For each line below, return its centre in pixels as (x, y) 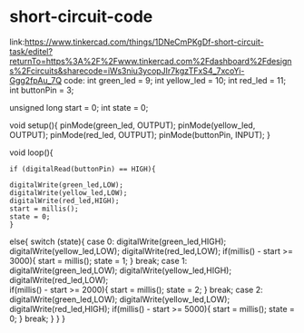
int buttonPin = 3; (42, 90)
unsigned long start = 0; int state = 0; (79, 107)
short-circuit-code (81, 17)
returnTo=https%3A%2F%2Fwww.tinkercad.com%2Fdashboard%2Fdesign (151, 61)
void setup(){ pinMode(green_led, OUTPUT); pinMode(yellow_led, (132, 125)
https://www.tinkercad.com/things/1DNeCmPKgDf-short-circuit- (144, 42)
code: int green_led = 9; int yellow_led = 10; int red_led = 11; (175, 80)
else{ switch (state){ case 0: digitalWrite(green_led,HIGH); (118, 241)
